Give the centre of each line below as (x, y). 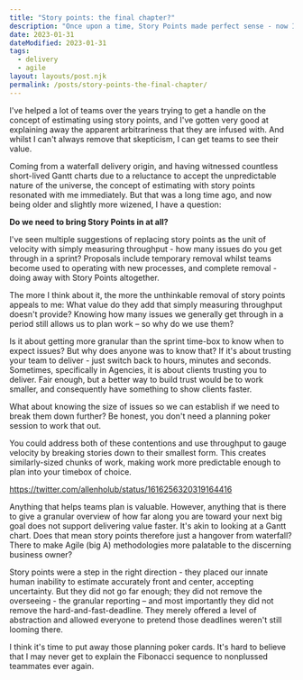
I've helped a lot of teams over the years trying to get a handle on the (138, 110)
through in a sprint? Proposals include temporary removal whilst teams (141, 258)
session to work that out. (55, 425)
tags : (19, 51)
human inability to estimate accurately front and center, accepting (132, 581)
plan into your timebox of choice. (71, 471)
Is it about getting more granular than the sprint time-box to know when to (147, 341)
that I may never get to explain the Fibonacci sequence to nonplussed (139, 656)
